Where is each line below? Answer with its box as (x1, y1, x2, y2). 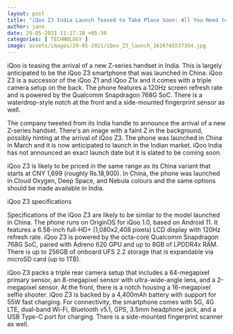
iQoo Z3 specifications (7, 197, 72, 205)
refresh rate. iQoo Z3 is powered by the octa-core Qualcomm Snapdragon (7, 233, 219, 241)
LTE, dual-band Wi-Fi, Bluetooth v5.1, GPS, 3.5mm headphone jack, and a (7, 306, 216, 313)
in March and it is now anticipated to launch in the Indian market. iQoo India (7, 141, 223, 149)
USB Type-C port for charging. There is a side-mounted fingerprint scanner (7, 313, 223, 321)
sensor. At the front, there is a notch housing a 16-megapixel (37, 283, 211, 291)
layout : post (7, 10, 45, 17)
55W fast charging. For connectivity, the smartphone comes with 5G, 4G (7, 298, 214, 306)
